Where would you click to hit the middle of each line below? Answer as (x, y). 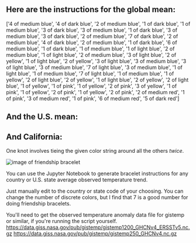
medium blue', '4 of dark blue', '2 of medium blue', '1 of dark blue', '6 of (92, 42)
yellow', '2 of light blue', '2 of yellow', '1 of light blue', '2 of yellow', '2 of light (97, 80)
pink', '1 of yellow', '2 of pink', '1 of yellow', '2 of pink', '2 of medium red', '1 (95, 92)
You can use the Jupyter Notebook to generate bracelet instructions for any (97, 174)
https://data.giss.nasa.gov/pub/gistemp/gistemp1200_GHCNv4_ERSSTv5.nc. (98, 227)
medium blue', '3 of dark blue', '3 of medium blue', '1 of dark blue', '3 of (92, 30)
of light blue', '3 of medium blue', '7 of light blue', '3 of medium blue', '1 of (94, 67)
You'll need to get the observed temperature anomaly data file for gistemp (95, 215)
